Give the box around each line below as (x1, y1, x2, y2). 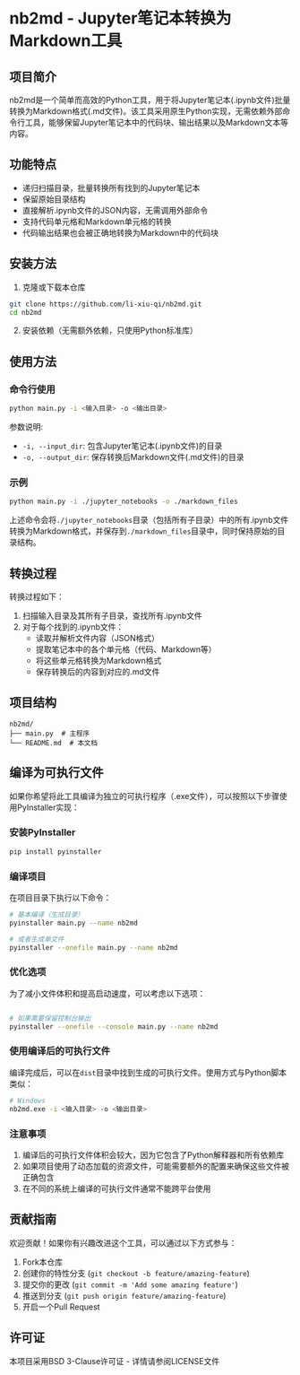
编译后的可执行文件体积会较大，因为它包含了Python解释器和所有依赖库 (21, 1149, 285, 1160)
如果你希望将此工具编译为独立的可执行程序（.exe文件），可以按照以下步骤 (9, 790, 280, 801)
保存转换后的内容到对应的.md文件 (35, 666, 160, 677)
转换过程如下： (9, 591, 64, 602)
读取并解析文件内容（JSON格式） (35, 632, 159, 643)
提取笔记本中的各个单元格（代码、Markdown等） (35, 643, 217, 655)
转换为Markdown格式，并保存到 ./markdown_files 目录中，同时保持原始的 (9, 526, 278, 536)
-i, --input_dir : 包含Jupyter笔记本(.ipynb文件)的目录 (21, 440, 223, 451)
